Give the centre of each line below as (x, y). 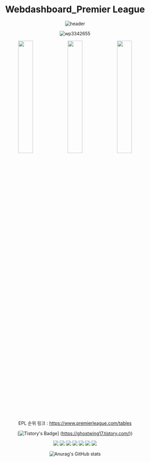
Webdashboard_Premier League (75, 9)
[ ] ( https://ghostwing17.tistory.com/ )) (75, 433)
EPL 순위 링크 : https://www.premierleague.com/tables (75, 423)
